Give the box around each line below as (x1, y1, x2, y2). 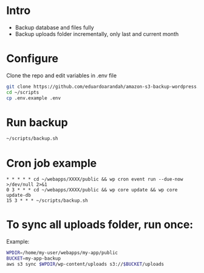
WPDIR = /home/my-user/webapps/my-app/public (6, 250, 118, 256)
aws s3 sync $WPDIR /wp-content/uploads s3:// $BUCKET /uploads (6, 261, 165, 267)
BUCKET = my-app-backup (6, 255, 61, 262)
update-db (6, 193, 32, 199)
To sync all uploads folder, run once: (6, 218, 194, 232)
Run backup (6, 115, 68, 129)
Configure (6, 52, 59, 66)
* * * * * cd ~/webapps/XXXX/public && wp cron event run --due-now (6, 176, 183, 183)
